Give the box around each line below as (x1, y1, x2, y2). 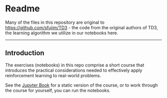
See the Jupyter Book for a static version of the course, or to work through (5, 82, 158, 88)
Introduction (5, 49, 45, 57)
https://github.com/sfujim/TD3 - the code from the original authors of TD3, (5, 24, 158, 30)
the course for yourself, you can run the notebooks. (5, 87, 111, 93)
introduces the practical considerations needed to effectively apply (5, 67, 143, 73)
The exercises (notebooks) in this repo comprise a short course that (5, 62, 145, 68)
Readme (5, 3, 40, 14)
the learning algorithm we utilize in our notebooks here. (5, 30, 118, 36)
